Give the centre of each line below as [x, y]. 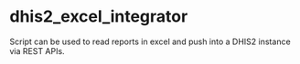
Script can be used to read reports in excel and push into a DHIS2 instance [150, 41]
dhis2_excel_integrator [99, 17]
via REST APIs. [37, 50]
